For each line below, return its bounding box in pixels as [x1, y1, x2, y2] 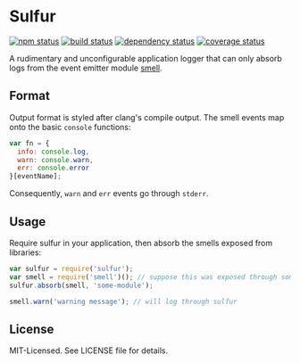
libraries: [9, 247, 42, 258]
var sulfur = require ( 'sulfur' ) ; [9, 264, 134, 273]
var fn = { [9, 138, 50, 148]
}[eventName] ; [9, 172, 62, 181]
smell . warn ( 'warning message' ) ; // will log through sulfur [9, 297, 238, 306]
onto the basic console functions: [9, 121, 131, 132]
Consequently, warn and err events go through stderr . [9, 188, 209, 199]
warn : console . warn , [17, 155, 94, 164]
